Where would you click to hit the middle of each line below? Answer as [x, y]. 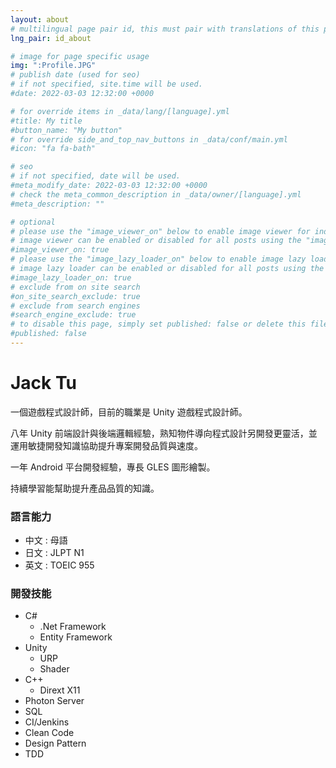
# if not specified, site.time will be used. [106, 84]
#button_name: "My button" [66, 130]
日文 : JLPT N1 [54, 553]
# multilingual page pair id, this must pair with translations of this [165, 29]
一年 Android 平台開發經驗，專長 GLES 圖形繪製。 [113, 467]
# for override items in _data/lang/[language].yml [120, 111]
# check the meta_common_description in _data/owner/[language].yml [156, 194]
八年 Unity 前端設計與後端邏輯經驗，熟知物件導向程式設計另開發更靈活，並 [164, 433]
